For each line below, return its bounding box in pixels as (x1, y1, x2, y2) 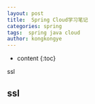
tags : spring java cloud (7, 29, 80, 36)
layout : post (7, 10, 44, 17)
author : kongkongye (7, 36, 62, 42)
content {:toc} (16, 54, 56, 62)
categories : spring (7, 23, 62, 29)
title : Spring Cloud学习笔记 (7, 16, 88, 23)
